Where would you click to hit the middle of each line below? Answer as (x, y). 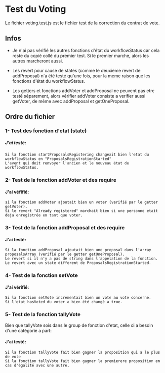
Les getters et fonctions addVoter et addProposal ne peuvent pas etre (83, 91)
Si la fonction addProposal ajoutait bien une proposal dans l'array (78, 250)
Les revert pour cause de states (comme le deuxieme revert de (76, 70)
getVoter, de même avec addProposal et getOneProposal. (71, 101)
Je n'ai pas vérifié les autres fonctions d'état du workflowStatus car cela (86, 50)
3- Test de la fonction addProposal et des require (65, 228)
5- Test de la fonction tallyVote (43, 315)
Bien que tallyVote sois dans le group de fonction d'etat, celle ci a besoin (79, 325)
